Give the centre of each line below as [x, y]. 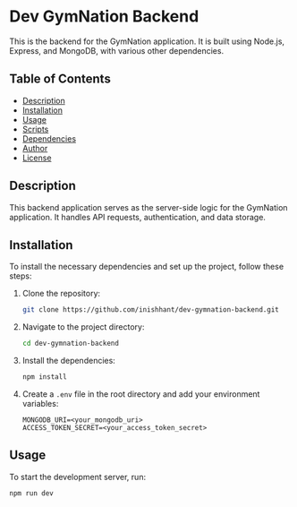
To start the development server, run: [77, 477]
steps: [21, 276]
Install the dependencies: [69, 361]
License [37, 158]
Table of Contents [60, 79]
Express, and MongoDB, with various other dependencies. [117, 50]
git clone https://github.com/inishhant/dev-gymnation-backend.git [150, 310]
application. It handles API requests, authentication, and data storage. [138, 217]
